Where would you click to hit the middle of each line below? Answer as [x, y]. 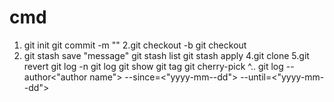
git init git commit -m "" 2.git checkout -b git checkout [135, 45]
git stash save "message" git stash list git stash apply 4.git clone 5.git [166, 55]
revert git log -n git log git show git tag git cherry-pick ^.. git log [153, 66]
